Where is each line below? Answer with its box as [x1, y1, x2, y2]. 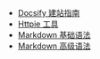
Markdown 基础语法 [17, 30, 91, 40]
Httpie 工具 [17, 18, 59, 29]
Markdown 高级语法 [17, 41, 91, 51]
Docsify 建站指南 [17, 8, 80, 18]
